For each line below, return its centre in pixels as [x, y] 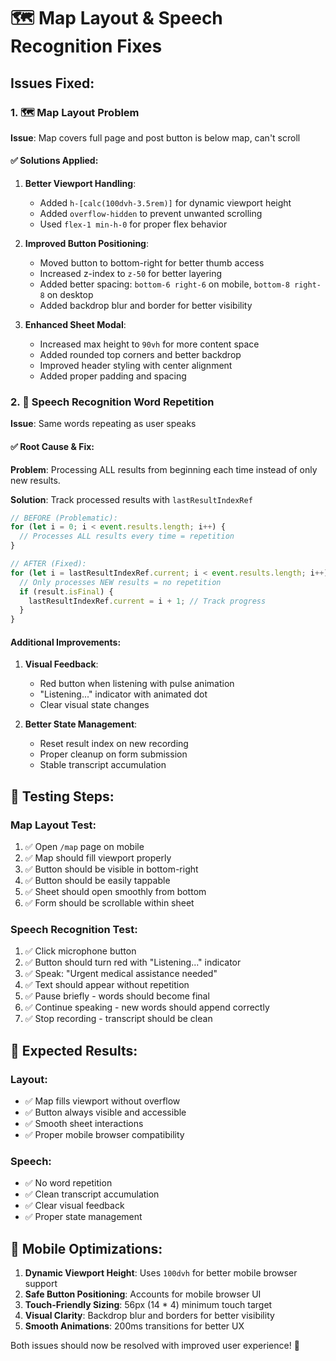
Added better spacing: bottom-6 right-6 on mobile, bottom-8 [164, 284]
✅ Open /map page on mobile [84, 847]
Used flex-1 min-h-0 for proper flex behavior [133, 224]
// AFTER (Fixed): [48, 564]
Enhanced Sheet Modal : [75, 325]
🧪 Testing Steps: [62, 796]
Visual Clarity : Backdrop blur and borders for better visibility [149, 1316]
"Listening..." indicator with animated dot [123, 694]
